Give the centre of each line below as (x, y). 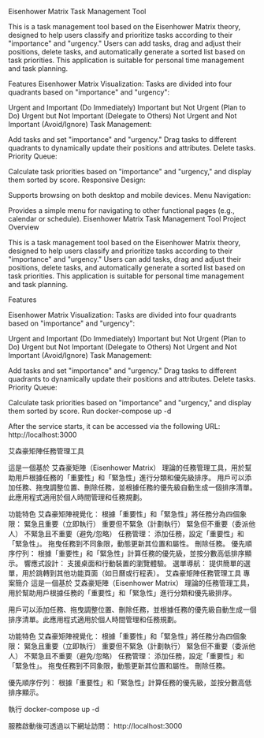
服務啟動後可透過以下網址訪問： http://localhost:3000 (95, 726)
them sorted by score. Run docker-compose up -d (90, 411)
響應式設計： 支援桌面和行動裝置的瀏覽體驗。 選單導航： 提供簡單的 (134, 563)
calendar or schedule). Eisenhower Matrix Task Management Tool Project (127, 219)
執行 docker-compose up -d (54, 709)
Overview (24, 227)
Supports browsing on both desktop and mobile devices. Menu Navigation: (130, 195)
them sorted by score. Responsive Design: (77, 180)
